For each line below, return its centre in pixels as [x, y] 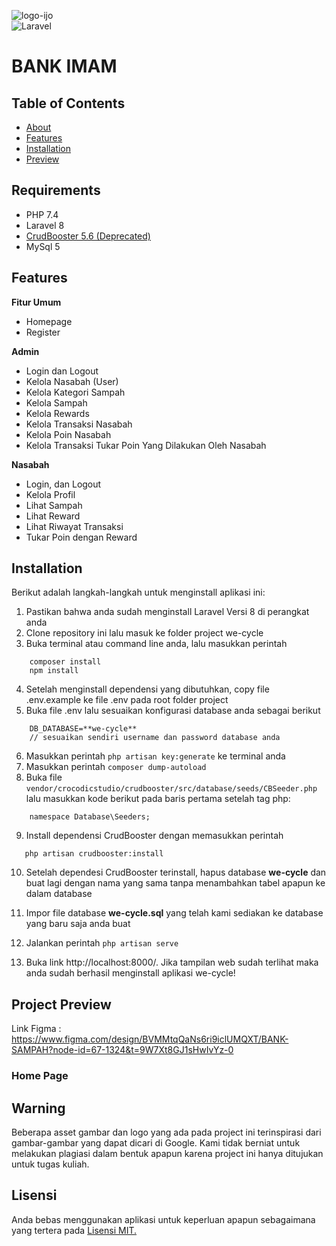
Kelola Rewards [57, 413]
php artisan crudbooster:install [94, 854]
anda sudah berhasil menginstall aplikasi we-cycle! [130, 973]
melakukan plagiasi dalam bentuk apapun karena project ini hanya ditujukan [167, 1153]
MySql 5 [43, 246]
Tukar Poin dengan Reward [81, 537]
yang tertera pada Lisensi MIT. [74, 1230]
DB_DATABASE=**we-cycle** [83, 729]
